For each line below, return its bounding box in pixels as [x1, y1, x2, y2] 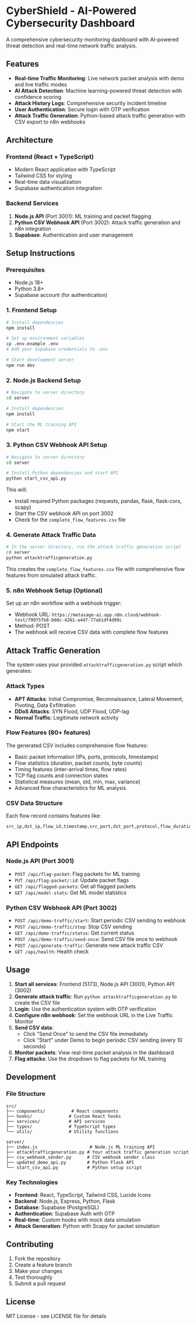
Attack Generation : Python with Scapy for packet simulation [14, 1222, 160, 1229]
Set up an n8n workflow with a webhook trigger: [6, 600, 122, 607]
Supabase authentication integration [14, 184, 102, 191]
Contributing [6, 1240, 54, 1250]
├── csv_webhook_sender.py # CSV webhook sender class [6, 1154, 156, 1160]
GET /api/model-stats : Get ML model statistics [14, 889, 127, 896]
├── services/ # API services [6, 1118, 106, 1124]
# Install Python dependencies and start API [6, 470, 118, 476]
